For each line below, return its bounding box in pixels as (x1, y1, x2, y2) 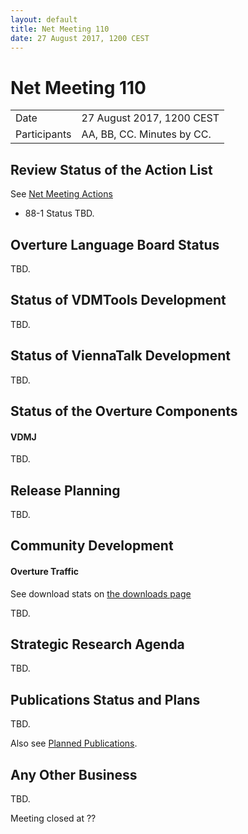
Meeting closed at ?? (10, 812, 97, 824)
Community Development (10, 537, 174, 555)
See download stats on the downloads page (10, 587, 192, 600)
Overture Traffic (10, 565, 79, 577)
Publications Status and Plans (10, 691, 201, 708)
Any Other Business (10, 766, 138, 783)
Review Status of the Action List (10, 161, 213, 178)
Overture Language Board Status (10, 236, 220, 253)
